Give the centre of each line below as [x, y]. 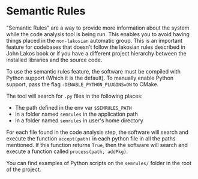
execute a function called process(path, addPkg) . [67, 151]
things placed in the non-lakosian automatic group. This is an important [94, 40]
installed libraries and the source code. [54, 60]
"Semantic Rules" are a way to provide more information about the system [98, 28]
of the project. [24, 169]
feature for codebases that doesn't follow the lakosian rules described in [96, 47]
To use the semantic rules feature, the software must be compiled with [94, 71]
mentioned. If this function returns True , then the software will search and [97, 145]
